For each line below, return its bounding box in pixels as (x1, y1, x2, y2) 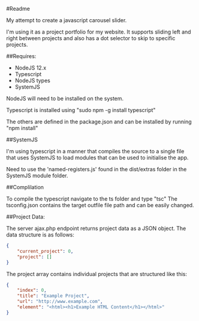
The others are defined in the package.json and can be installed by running (6, 118, 192, 125)
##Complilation (6, 184, 44, 190)
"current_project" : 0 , (17, 248, 74, 254)
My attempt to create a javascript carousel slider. (6, 17, 127, 23)
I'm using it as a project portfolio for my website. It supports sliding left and (6, 28, 191, 35)
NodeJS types (14, 77, 51, 84)
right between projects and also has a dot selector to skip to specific (6, 35, 176, 41)
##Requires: (6, 53, 37, 59)
